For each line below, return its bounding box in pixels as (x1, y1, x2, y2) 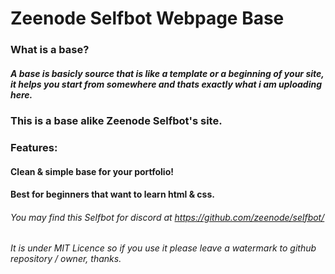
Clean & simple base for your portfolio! (10, 165, 174, 177)
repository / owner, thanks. (10, 253, 122, 265)
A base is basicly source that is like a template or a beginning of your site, (10, 67, 325, 79)
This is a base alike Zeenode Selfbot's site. (10, 114, 223, 128)
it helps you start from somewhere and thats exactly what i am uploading (10, 78, 323, 90)
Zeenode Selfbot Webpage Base (10, 7, 285, 30)
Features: (10, 141, 58, 154)
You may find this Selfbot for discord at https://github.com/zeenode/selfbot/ (10, 211, 325, 223)
